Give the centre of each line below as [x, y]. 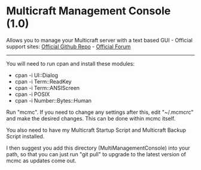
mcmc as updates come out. [41, 160]
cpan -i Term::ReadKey [43, 81]
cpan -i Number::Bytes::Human [53, 100]
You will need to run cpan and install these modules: [70, 63]
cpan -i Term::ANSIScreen [47, 88]
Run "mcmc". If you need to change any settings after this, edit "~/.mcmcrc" [100, 112]
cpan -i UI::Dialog [36, 75]
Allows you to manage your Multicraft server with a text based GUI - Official [99, 40]
